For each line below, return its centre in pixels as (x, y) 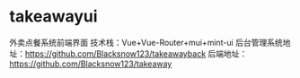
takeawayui (53, 17)
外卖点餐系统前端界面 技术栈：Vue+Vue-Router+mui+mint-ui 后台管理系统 (146, 42)
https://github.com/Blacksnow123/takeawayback (116, 53)
